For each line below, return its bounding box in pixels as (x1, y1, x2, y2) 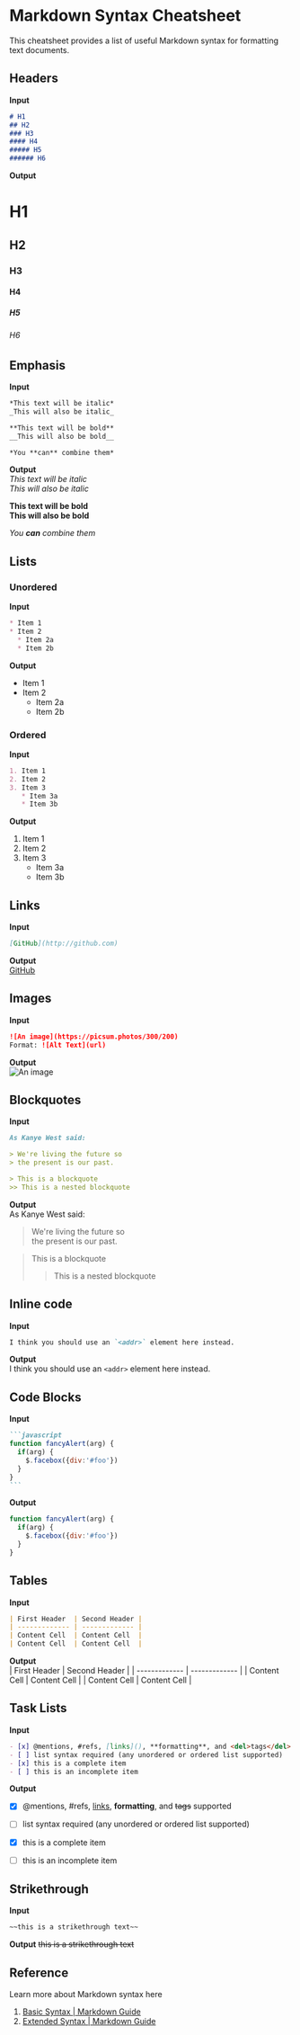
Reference (9, 1965, 69, 1980)
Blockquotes (9, 1092, 82, 1107)
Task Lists (9, 1700, 67, 1716)
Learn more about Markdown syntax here (9, 1989, 163, 2000)
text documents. (9, 44, 70, 55)
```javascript (9, 1431, 63, 1440)
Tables (9, 1573, 48, 1588)
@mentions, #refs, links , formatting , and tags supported (22, 1800, 232, 1812)
